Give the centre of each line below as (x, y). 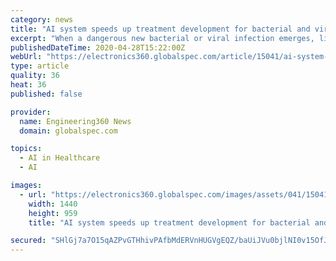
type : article (40, 66)
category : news (42, 19)
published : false (46, 94)
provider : (31, 112)
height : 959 (53, 213)
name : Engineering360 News (75, 121)
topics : (26, 149)
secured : (28, 241)
